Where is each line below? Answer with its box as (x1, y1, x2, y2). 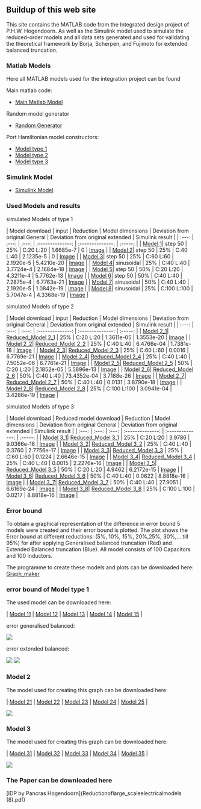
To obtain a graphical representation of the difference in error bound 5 (6, 520, 181, 527)
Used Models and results (6, 202, 81, 210)
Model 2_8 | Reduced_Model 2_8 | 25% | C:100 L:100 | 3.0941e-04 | (6, 385, 173, 392)
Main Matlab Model (14, 99, 63, 106)
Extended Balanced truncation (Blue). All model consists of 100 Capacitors (6, 546, 191, 553)
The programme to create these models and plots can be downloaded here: (6, 564, 194, 571)
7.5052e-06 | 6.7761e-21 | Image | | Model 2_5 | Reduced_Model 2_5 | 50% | (6, 359, 193, 366)
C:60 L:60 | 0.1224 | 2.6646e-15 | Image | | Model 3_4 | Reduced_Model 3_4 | (6, 453, 196, 460)
